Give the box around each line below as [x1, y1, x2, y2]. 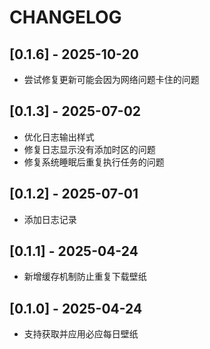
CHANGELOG [9, 6, 122, 29]
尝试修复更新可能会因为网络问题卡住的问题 [23, 74, 200, 85]
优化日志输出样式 [23, 131, 95, 143]
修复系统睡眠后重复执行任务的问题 [23, 156, 165, 168]
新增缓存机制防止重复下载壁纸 [23, 271, 147, 283]
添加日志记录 [23, 213, 77, 225]
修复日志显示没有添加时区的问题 [23, 143, 156, 155]
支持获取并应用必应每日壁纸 [23, 328, 139, 340]
